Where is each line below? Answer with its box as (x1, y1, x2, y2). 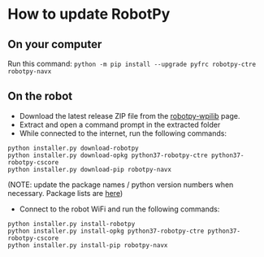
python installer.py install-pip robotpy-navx (7, 241, 168, 249)
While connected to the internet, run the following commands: (19, 128, 227, 138)
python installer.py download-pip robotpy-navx (7, 165, 172, 173)
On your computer (7, 37, 102, 51)
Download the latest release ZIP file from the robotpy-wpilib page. (19, 111, 240, 120)
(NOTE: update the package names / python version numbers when (7, 180, 234, 189)
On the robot (7, 89, 73, 103)
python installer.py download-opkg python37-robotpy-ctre (7, 151, 208, 159)
